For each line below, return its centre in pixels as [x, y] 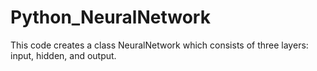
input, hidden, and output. [63, 55]
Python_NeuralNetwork [110, 17]
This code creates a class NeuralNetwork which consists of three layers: [159, 45]
